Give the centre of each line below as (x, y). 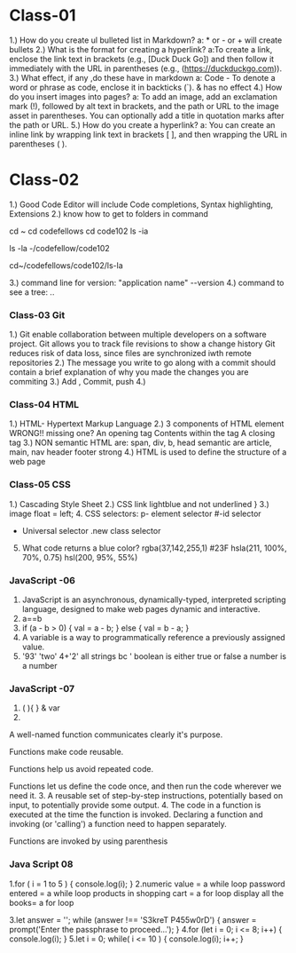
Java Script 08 (41, 864)
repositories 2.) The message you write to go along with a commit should (143, 363)
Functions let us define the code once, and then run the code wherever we (145, 786)
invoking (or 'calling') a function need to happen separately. (118, 824)
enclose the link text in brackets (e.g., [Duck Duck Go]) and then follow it (142, 59)
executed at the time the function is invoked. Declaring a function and (136, 814)
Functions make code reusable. (66, 752)
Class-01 (43, 16)
